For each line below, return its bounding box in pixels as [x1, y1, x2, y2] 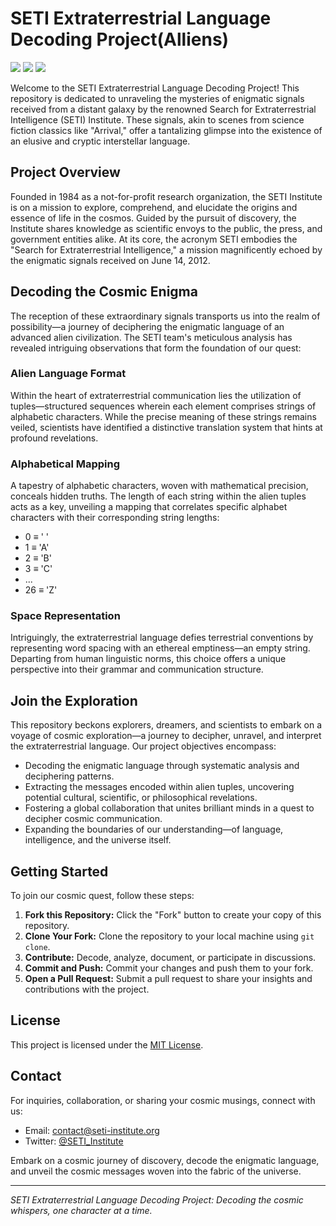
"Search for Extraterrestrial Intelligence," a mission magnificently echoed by [10, 243, 323, 256]
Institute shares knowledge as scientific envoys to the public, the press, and [10, 222, 323, 234]
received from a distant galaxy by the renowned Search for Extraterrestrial [10, 103, 317, 115]
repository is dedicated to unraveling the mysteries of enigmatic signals [10, 92, 305, 104]
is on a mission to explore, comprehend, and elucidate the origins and [10, 201, 298, 213]
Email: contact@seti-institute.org [24, 1124, 160, 1136]
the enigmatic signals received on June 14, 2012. [10, 254, 211, 266]
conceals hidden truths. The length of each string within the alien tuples [10, 490, 307, 502]
